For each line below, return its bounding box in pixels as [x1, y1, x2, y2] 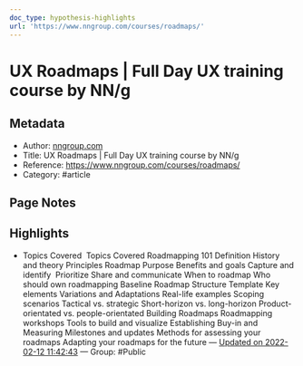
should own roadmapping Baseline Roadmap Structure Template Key [22, 278, 279, 290]
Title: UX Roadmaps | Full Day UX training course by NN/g [22, 149, 239, 160]
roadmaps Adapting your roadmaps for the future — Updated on [22, 336, 263, 347]
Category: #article [22, 169, 91, 179]
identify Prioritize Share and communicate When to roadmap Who [22, 269, 271, 280]
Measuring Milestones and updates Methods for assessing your [22, 327, 261, 338]
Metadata [9, 116, 65, 131]
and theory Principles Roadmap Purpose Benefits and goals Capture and [22, 259, 295, 270]
